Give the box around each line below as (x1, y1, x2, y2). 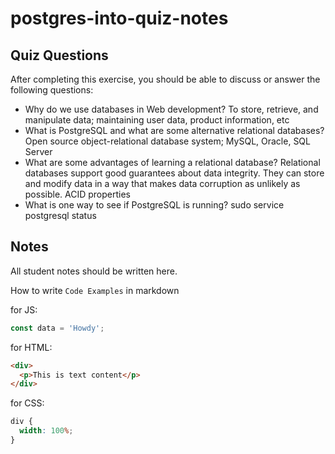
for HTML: (10, 341, 53, 353)
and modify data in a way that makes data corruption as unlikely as (24, 178, 301, 189)
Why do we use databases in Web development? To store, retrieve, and (24, 103, 319, 115)
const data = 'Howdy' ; (10, 323, 105, 333)
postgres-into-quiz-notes (10, 7, 229, 30)
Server (24, 146, 53, 157)
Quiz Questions (10, 47, 109, 64)
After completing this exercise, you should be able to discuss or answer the (10, 73, 321, 85)
